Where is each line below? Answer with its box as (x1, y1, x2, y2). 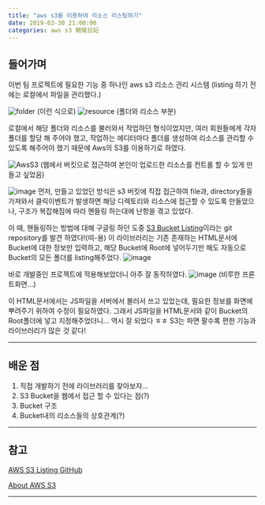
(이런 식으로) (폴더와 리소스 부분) (36, 107, 177, 116)
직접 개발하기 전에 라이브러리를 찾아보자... (19, 381, 148, 390)
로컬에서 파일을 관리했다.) (22, 90, 102, 100)
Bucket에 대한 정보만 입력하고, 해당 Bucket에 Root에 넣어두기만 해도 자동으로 (8, 243, 247, 253)
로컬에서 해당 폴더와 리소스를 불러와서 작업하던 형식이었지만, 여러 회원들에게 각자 (8, 123, 257, 133)
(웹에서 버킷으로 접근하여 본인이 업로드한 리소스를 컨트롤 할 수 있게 (40, 160, 245, 170)
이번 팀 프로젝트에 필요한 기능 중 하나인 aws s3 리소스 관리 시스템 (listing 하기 (8, 80, 248, 89)
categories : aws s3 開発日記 (8, 26, 99, 34)
